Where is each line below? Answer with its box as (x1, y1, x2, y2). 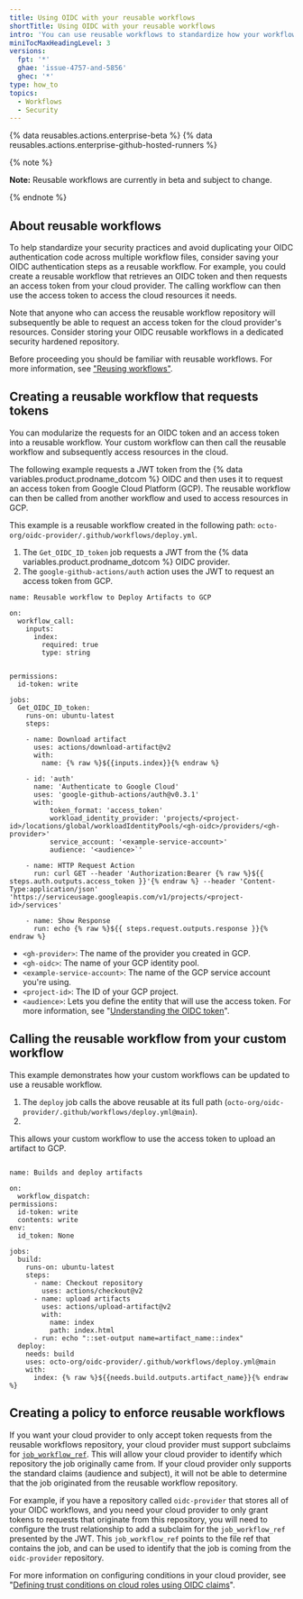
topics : (9, 88, 39, 97)
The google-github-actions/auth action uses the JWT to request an (22, 565, 275, 577)
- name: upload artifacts (32, 1294, 131, 1303)
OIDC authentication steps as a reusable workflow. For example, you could (9, 261, 287, 272)
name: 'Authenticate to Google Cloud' (32, 781, 179, 791)
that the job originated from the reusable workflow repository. (9, 1477, 238, 1488)
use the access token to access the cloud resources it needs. (9, 290, 237, 301)
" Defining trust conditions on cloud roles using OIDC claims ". (9, 1579, 236, 1590)
